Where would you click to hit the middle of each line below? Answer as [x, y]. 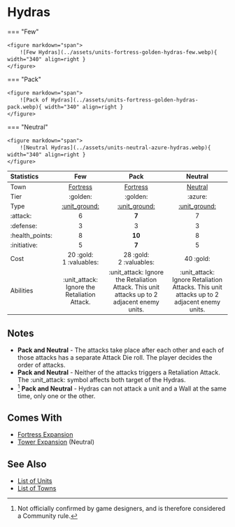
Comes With [35, 418]
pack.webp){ [24, 107]
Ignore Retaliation [197, 279]
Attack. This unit [136, 287]
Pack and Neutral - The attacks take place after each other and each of [121, 350]
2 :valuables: [136, 262]
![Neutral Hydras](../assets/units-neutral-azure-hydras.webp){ [115, 148]
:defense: [24, 225]
